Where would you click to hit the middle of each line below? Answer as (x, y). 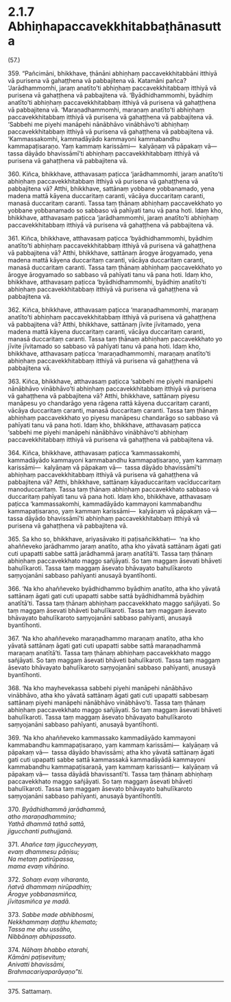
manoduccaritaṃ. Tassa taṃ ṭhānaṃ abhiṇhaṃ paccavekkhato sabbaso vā (113, 489)
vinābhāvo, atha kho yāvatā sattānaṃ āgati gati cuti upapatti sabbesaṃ (108, 695)
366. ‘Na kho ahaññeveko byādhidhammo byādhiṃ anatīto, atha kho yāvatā (114, 588)
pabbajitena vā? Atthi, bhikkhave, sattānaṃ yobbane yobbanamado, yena (111, 188)
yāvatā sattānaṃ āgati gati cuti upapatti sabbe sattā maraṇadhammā (105, 646)
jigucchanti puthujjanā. (40, 831)
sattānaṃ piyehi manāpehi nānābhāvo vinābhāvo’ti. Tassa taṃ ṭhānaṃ (107, 702)
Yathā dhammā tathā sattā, (47, 824)
